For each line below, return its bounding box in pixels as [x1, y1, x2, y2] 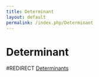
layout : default [6, 14, 46, 20]
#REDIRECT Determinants [6, 65, 69, 72]
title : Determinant [6, 8, 54, 15]
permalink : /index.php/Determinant [6, 20, 94, 25]
